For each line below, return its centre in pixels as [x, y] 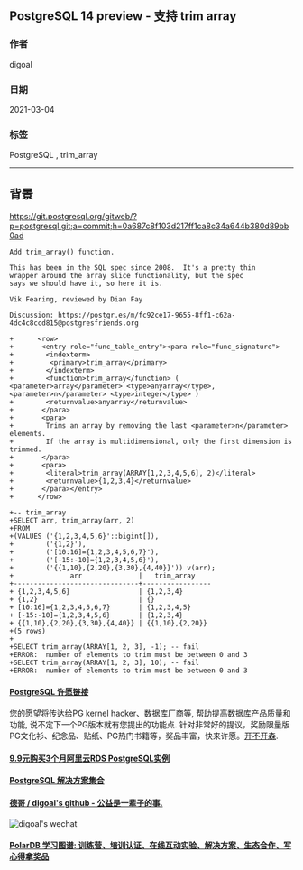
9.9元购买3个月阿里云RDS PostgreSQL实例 [89, 758]
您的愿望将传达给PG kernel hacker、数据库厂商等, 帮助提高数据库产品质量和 [150, 713]
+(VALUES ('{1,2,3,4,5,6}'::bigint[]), [84, 537]
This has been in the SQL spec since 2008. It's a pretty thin [133, 268]
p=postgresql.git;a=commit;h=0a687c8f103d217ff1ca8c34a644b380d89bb [149, 226]
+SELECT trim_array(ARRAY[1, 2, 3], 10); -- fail [105, 663]
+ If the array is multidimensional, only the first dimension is [151, 442]
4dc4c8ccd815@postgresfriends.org [74, 323]
